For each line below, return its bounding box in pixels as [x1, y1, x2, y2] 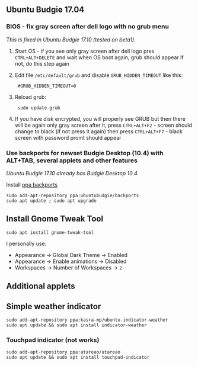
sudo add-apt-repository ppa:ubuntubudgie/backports [6, 192, 139, 198]
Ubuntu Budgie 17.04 [6, 5, 85, 15]
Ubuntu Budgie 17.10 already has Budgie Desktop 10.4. [6, 169, 139, 176]
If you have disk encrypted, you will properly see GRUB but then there [14, 115, 186, 122]
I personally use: [6, 240, 47, 247]
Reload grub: [14, 93, 46, 100]
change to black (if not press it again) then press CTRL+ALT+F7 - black [14, 127, 183, 135]
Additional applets [6, 281, 75, 291]
